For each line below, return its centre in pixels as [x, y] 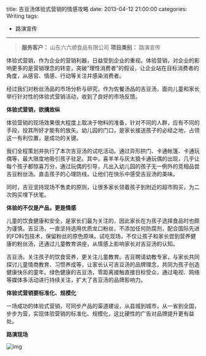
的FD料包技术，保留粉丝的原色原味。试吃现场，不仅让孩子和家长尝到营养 [99, 236]
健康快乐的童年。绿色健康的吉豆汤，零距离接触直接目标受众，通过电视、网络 [103, 272]
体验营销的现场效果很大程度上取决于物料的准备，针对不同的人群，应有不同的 [103, 122]
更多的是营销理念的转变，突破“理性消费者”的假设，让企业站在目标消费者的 [105, 68]
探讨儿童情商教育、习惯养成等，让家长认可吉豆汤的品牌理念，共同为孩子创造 [103, 265]
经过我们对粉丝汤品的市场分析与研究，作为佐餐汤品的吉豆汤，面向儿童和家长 [103, 89]
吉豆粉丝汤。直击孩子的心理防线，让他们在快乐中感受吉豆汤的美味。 [92, 174]
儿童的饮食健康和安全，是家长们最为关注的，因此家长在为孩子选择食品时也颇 [103, 221]
